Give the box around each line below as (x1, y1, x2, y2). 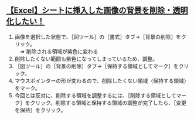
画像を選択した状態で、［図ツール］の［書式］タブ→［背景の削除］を (14, 33, 182, 40)
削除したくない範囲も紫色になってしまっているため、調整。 (14, 55, 158, 62)
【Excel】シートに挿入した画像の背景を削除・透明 (6, 5, 189, 16)
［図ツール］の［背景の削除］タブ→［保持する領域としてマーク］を (14, 62, 179, 69)
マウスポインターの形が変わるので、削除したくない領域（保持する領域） (14, 77, 189, 84)
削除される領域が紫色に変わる (26, 47, 98, 55)
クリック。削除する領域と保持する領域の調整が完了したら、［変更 (30, 99, 186, 106)
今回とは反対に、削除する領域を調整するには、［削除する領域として (14, 91, 176, 98)
